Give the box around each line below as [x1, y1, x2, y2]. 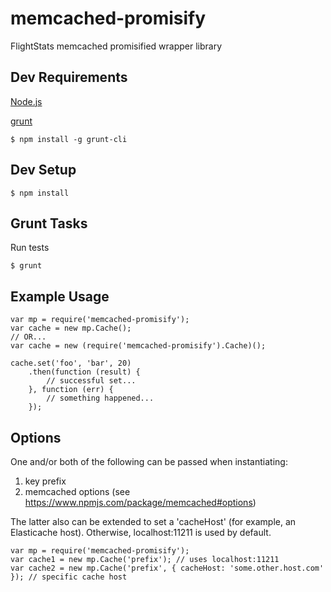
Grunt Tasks [10, 215, 88, 232]
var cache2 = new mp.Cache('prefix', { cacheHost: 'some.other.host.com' [10, 563, 325, 573]
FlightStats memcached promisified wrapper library [10, 40, 223, 52]
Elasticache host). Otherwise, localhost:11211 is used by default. [10, 527, 272, 538]
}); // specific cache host [10, 572, 128, 582]
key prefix [24, 475, 67, 487]
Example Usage [10, 288, 110, 305]
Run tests [10, 242, 50, 254]
